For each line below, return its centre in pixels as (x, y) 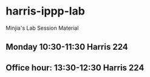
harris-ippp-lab (46, 11)
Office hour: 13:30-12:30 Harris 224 (75, 68)
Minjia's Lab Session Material (42, 28)
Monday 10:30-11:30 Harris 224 (67, 47)
